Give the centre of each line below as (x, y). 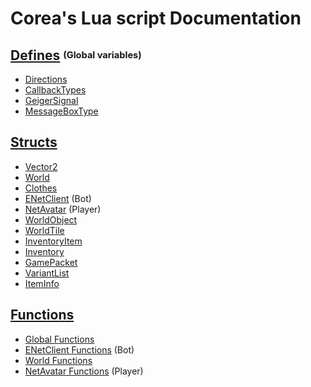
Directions (46, 79)
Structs (34, 142)
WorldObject (51, 219)
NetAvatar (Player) (63, 209)
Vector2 (41, 166)
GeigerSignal (51, 100)
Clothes (41, 188)
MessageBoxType (61, 111)
